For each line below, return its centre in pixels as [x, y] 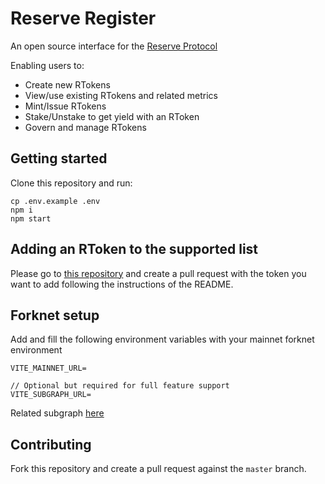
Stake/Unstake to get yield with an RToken [112, 116]
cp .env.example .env [55, 201]
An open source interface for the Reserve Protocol [114, 46]
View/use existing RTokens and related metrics [121, 95]
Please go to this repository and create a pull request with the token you [158, 273]
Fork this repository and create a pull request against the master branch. [158, 469]
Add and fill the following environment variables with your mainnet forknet [162, 339]
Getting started [59, 158]
